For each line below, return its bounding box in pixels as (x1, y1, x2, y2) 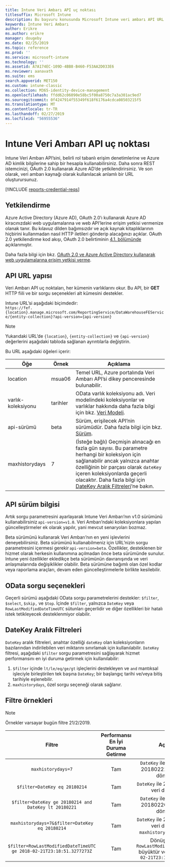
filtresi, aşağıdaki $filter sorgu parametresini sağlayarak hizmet (5, 650, 140, 656)
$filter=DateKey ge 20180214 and (12, 799, 92, 805)
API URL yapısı (5, 271, 52, 280)
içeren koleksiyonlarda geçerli (75, 470, 147, 477)
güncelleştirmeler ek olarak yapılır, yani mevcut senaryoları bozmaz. (5, 524, 147, 531)
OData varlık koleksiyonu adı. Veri (75, 390, 155, 397)
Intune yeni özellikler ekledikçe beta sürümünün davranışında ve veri (5, 556, 148, 562)
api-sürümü (8, 424, 36, 431)
